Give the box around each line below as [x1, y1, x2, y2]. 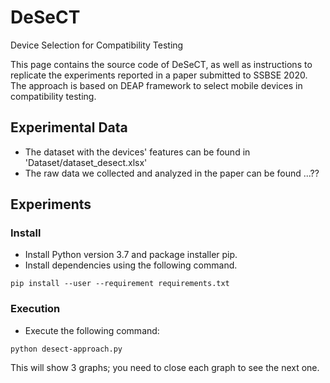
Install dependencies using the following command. [24, 259, 238, 271]
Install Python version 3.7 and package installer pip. [24, 249, 238, 261]
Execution [10, 302, 61, 316]
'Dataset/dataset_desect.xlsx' [24, 156, 148, 168]
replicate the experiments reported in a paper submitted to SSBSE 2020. [10, 69, 308, 81]
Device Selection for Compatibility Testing [10, 39, 184, 51]
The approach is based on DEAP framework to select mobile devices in [10, 79, 303, 91]
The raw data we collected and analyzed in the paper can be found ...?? [24, 167, 320, 179]
